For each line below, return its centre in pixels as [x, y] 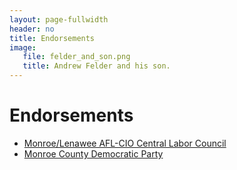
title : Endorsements [52, 38]
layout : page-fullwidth [59, 19]
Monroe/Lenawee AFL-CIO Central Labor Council [125, 143]
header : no [32, 29]
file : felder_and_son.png [76, 57]
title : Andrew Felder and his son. [96, 66]
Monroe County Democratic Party [93, 153]
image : [23, 47]
